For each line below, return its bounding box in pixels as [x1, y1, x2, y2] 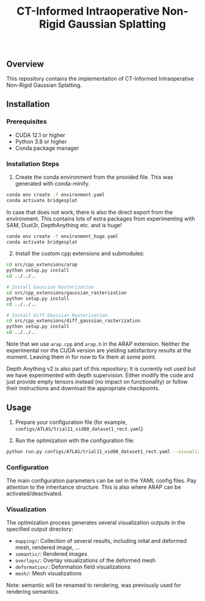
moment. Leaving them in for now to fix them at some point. [6, 353, 157, 361]
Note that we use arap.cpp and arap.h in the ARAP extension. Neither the [6, 340, 190, 348]
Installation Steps [6, 159, 60, 168]
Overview [6, 59, 45, 69]
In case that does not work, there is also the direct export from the [6, 208, 173, 216]
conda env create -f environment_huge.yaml [6, 233, 119, 239]
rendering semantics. [6, 588, 60, 596]
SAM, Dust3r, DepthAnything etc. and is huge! [6, 221, 122, 228]
